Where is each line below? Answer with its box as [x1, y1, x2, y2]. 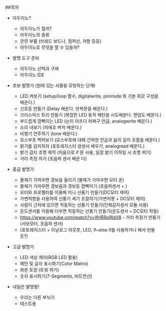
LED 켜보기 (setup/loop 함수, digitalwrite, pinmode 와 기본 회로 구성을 [19, 93, 159, 99]
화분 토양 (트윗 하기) [19, 267, 59, 272]
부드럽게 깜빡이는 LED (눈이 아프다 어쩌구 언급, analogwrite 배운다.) [19, 118, 153, 124]
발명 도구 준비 [12, 55, 39, 61]
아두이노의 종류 [19, 32, 50, 37]
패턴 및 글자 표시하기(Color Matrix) [19, 260, 89, 266]
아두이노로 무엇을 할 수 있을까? [19, 44, 80, 50]
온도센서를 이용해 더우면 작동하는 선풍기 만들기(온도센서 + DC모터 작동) [19, 208, 159, 214]
